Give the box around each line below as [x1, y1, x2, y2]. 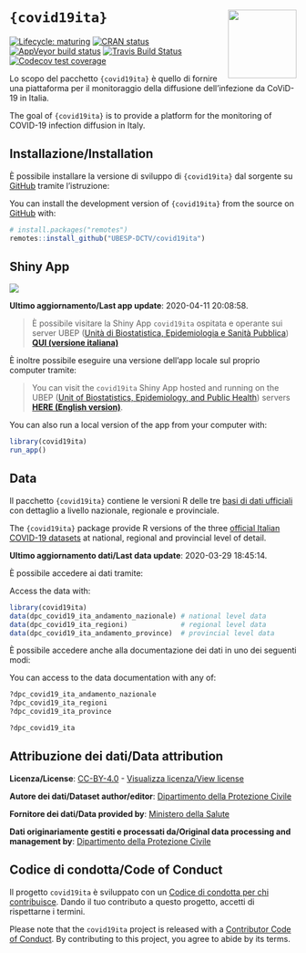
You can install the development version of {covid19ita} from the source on [9, 197, 294, 209]
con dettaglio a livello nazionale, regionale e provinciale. [9, 505, 220, 516]
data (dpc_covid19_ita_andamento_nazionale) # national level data [9, 612, 267, 621]
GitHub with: [9, 207, 56, 218]
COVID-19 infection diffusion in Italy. [9, 120, 146, 131]
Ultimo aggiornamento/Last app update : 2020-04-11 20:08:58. [9, 300, 249, 311]
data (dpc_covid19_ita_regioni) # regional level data [9, 620, 267, 629]
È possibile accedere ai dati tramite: [9, 567, 144, 579]
